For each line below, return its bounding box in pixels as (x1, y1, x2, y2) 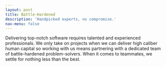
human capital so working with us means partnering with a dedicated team (5, 45, 161, 51)
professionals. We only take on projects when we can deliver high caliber (5, 40, 158, 46)
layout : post (5, 7, 33, 12)
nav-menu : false (5, 21, 39, 26)
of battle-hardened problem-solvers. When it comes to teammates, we (5, 51, 153, 57)
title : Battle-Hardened (5, 12, 56, 17)
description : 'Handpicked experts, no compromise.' (5, 16, 116, 21)
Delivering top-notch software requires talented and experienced (5, 35, 141, 41)
